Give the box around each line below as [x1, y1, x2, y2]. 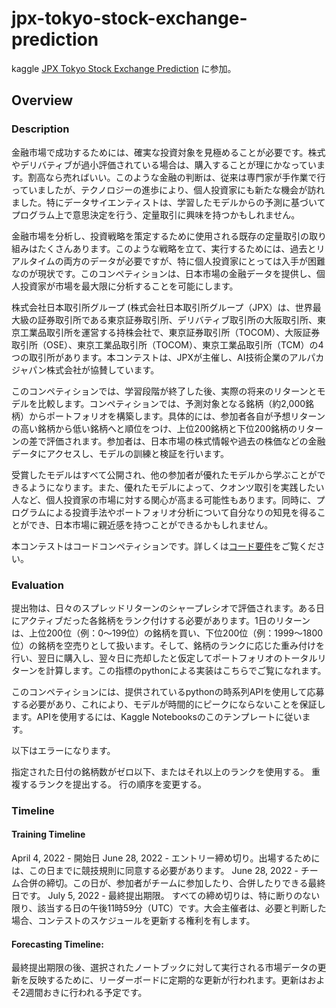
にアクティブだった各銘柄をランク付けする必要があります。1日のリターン [11, 614, 311, 626]
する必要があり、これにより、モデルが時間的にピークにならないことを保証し [11, 698, 326, 710]
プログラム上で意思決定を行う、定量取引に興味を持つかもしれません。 [11, 208, 301, 221]
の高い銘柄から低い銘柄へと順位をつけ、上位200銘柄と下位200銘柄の [11, 422, 298, 434]
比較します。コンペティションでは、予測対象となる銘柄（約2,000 [37, 397, 306, 409]
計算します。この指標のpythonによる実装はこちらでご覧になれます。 [45, 664, 327, 676]
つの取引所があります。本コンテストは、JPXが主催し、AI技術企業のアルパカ [11, 351, 325, 363]
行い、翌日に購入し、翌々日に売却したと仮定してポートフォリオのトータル [11, 652, 318, 664]
